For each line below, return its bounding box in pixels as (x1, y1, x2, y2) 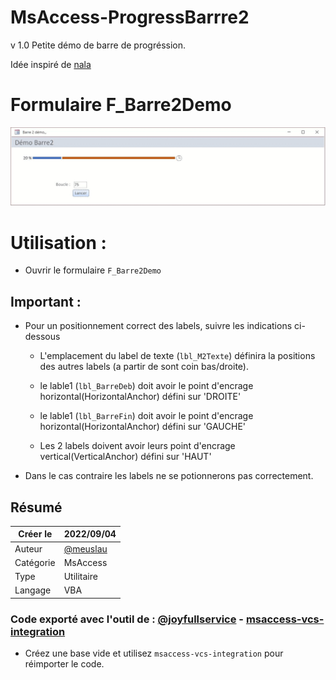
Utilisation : (10, 231, 107, 254)
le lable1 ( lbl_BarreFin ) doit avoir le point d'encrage (39, 410, 254, 422)
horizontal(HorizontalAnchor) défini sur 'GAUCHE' (39, 421, 247, 433)
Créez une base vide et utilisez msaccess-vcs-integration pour (24, 647, 284, 660)
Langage (14, 584, 52, 596)
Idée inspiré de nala (10, 58, 92, 70)
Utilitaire (63, 571, 98, 583)
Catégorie (14, 556, 56, 568)
